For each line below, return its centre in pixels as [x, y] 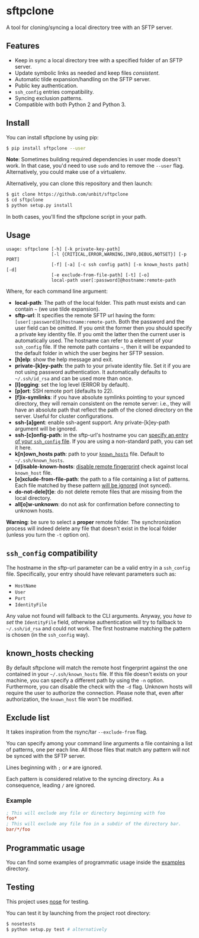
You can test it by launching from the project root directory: [78, 913]
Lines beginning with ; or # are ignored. [54, 768]
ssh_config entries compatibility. [54, 92]
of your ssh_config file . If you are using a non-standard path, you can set [104, 441]
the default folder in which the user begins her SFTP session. [89, 353]
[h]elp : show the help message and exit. [64, 359]
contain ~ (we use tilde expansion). [57, 309]
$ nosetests [21, 924]
